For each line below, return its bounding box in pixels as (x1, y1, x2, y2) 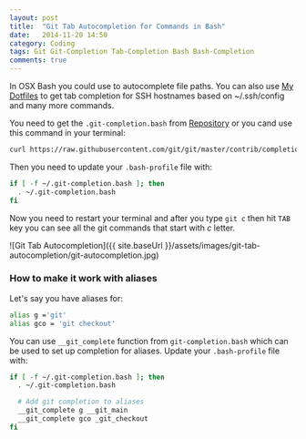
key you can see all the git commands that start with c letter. (9, 222, 236, 233)
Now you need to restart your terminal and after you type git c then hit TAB (9, 212, 291, 223)
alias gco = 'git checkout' (9, 319, 117, 328)
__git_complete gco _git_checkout (17, 414, 148, 424)
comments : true (9, 56, 67, 65)
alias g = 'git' (9, 311, 67, 320)
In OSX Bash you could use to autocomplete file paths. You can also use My (9, 81, 294, 91)
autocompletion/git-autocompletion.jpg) (9, 250, 159, 260)
